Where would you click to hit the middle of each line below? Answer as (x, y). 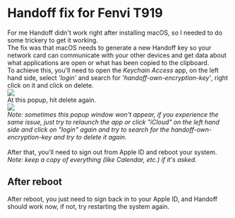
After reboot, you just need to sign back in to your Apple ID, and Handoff (113, 199)
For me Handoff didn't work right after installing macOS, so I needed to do (115, 33)
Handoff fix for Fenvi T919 (85, 13)
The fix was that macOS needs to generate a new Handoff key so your (109, 47)
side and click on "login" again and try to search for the (88, 130)
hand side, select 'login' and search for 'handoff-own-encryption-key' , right (117, 78)
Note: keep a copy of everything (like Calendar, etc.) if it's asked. (102, 159)
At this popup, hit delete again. (52, 100)
